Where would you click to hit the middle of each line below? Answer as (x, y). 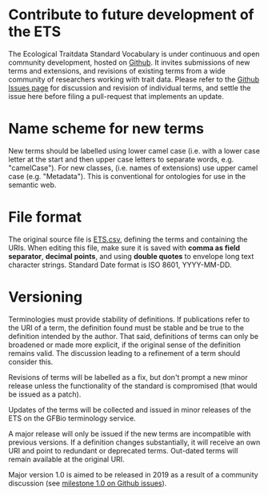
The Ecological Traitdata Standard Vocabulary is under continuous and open (134, 54)
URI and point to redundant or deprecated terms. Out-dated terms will (123, 450)
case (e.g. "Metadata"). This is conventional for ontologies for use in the (127, 176)
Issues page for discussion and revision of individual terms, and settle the (130, 88)
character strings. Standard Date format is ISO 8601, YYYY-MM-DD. (120, 265)
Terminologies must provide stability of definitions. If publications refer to (129, 319)
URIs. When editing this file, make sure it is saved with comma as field (124, 247)
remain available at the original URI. (67, 459)
